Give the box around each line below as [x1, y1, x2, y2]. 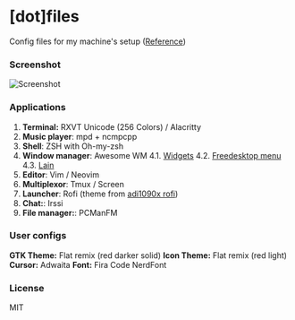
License [9, 281, 45, 294]
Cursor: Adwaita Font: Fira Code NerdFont [9, 259, 167, 270]
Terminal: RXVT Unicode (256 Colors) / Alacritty [21, 121, 202, 132]
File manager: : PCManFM [21, 207, 118, 218]
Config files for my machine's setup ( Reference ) [9, 36, 186, 47]
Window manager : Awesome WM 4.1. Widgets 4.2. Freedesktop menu [21, 150, 282, 160]
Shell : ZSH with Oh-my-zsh [21, 141, 123, 151]
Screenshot [9, 58, 61, 71]
